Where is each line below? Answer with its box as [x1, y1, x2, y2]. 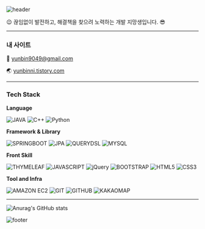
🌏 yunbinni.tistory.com [6, 67, 65, 74]
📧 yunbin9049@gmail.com [6, 55, 73, 62]
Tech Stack [6, 90, 41, 99]
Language [6, 104, 32, 111]
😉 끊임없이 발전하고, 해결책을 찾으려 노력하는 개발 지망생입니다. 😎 [6, 18, 166, 26]
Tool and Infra [6, 175, 43, 182]
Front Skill [6, 151, 32, 158]
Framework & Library [6, 128, 61, 135]
